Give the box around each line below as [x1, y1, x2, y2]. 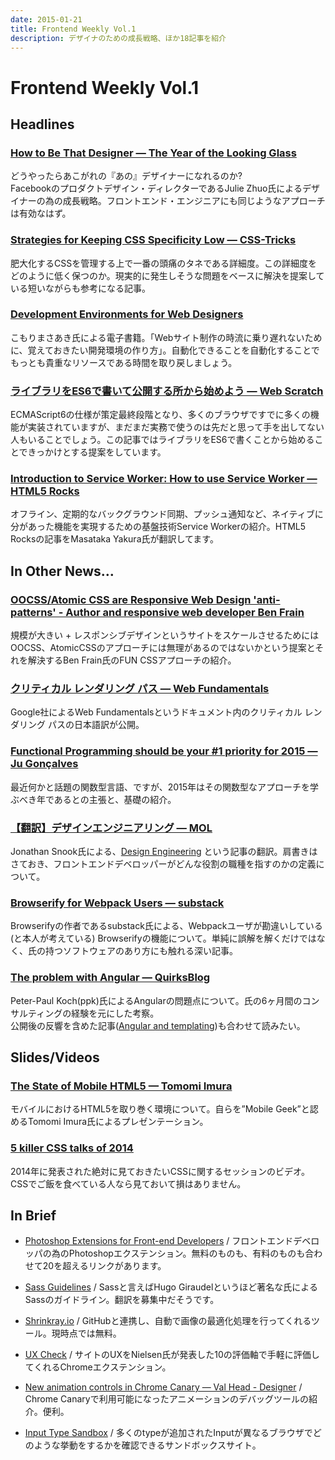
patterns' [10, 605, 57, 619]
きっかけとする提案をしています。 [27, 446, 167, 458]
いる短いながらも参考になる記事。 [10, 282, 151, 294]
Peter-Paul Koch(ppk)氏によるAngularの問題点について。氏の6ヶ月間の [10, 994, 303, 1006]
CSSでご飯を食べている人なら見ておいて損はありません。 [10, 1177, 247, 1190]
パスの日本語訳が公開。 [47, 719, 145, 731]
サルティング [10, 1007, 63, 1019]
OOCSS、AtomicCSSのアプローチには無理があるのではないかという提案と [10, 642, 316, 654]
